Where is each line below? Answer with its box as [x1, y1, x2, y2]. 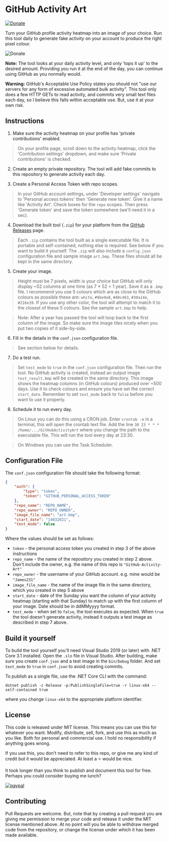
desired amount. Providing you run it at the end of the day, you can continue [5, 66, 163, 72]
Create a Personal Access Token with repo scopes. [12, 181, 119, 187]
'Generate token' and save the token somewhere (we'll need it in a [17, 207, 155, 213]
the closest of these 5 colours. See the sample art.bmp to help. [17, 305, 148, 311]
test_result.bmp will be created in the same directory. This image [17, 375, 153, 381]
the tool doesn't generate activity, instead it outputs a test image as [12, 614, 152, 620]
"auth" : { [14, 484, 35, 490]
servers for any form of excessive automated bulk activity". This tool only [5, 86, 157, 92]
